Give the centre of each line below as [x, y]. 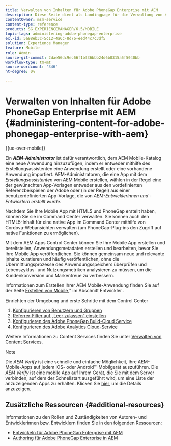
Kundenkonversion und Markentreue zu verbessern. [60, 275]
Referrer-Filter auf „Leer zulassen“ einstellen [59, 316]
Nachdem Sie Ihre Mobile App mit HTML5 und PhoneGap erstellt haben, [81, 211]
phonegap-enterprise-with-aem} [77, 134]
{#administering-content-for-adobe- [85, 123]
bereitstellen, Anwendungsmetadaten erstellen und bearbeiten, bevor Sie [82, 248]
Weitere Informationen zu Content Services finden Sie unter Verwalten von [83, 336]
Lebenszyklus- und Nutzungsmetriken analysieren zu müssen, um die [78, 270]
